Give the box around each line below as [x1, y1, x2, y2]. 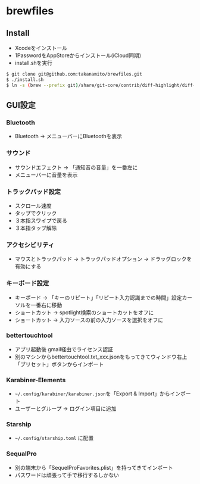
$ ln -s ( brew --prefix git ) [6, 82, 79, 88]
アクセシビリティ [6, 241, 55, 249]
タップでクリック [14, 210, 57, 217]
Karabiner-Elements [6, 376, 66, 384]
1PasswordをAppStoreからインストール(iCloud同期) [14, 52, 142, 59]
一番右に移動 [30, 301, 62, 308]
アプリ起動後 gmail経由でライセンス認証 [14, 345, 113, 352]
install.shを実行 [14, 60, 52, 66]
